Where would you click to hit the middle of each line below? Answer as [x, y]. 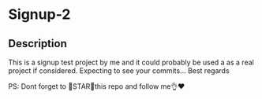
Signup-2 [39, 15]
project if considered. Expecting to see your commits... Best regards [119, 71]
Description [37, 44]
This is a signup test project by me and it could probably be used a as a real [131, 62]
